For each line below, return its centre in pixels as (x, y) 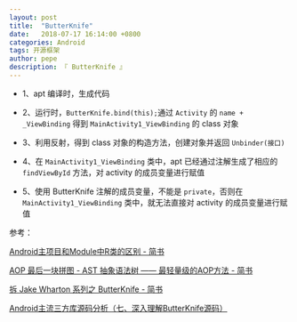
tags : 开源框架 (35, 51)
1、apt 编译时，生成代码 (66, 93)
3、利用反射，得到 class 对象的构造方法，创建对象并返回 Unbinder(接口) (153, 142)
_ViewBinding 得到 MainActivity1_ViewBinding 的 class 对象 (130, 123)
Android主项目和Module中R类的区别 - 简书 (87, 251)
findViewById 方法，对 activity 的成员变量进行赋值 (113, 172)
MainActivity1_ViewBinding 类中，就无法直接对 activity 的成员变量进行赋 (155, 202)
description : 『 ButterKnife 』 (68, 68)
